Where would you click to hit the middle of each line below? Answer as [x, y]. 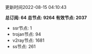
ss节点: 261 [24, 46]
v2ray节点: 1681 [28, 40]
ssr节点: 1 [22, 28]
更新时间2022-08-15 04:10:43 [36, 7]
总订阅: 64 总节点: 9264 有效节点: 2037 [46, 18]
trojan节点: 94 [27, 34]
